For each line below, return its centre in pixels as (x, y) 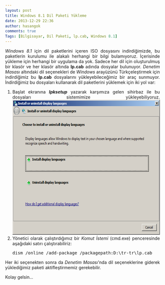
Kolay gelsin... (19, 277)
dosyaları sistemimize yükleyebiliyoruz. (86, 97)
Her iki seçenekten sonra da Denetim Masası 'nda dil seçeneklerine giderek (82, 262)
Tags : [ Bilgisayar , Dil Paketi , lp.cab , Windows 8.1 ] (61, 36)
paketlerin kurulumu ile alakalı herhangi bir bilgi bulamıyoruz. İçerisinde (82, 56)
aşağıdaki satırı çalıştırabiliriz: (42, 243)
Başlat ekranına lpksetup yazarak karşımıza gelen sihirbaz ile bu (86, 92)
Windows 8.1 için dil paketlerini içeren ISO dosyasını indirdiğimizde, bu (82, 51)
